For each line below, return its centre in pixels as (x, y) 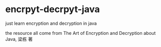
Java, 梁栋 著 (19, 39)
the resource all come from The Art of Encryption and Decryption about (80, 33)
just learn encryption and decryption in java (51, 23)
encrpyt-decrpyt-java (53, 9)
